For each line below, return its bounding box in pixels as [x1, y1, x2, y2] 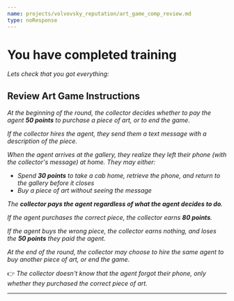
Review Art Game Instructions [7, 90, 141, 102]
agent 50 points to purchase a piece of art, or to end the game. [7, 116, 190, 124]
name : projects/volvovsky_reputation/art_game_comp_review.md [7, 10, 192, 17]
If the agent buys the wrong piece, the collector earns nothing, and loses [7, 227, 217, 235]
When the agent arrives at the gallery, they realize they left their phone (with [7, 151, 227, 159]
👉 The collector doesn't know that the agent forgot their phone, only [7, 270, 207, 278]
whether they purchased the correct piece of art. [7, 279, 148, 288]
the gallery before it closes [17, 179, 95, 187]
